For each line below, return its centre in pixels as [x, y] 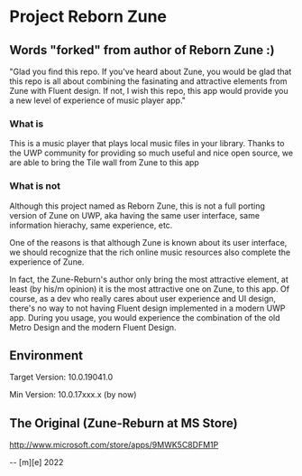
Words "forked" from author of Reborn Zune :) [142, 50]
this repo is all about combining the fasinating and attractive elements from [148, 81]
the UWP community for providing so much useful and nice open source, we [151, 153]
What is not [35, 186]
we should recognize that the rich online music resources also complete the [150, 252]
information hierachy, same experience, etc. [91, 225]
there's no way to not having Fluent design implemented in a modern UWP [147, 308]
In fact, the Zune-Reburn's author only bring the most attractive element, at [149, 279]
